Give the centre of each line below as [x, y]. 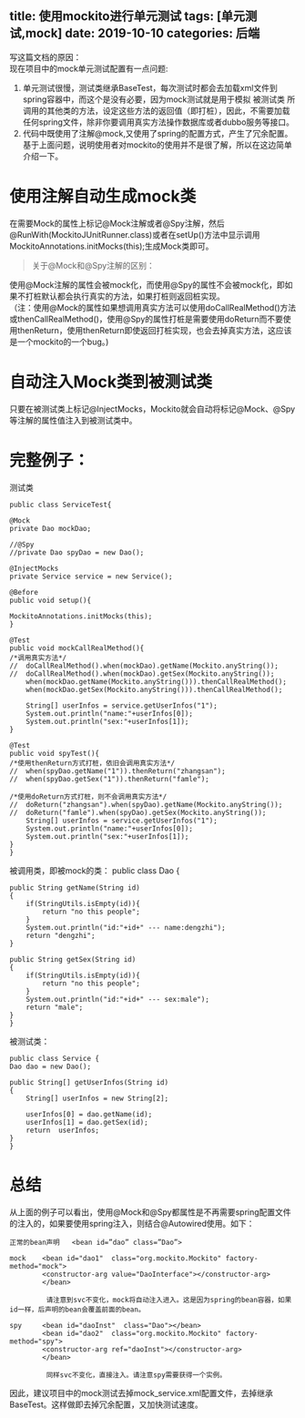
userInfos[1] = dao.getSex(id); [87, 1122]
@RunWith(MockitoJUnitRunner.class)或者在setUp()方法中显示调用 [135, 234]
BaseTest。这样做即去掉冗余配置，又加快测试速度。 [106, 1404]
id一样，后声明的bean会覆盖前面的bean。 [77, 1310]
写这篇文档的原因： [46, 56]
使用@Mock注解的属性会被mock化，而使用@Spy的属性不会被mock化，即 [147, 284]
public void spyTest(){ [55, 753]
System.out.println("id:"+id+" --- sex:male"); [117, 999]
